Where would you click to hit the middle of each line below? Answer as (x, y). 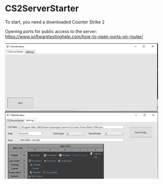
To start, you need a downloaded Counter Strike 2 (55, 22)
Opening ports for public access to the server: (51, 31)
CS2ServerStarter (42, 9)
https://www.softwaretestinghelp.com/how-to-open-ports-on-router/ (74, 37)
